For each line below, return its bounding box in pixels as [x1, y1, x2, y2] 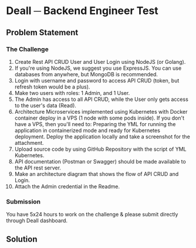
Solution [6, 234, 38, 244]
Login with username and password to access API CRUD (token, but [14, 77, 180, 84]
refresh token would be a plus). [14, 83, 90, 90]
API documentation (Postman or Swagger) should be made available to [14, 158, 186, 165]
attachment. [14, 139, 44, 146]
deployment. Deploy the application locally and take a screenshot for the [14, 133, 191, 140]
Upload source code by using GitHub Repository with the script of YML [14, 145, 187, 152]
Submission [6, 198, 41, 206]
